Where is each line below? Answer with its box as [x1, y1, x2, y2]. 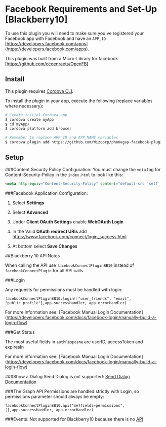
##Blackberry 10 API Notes [5, 252, 60, 258]
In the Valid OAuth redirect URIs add [12, 228, 87, 234]
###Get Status [5, 329, 35, 335]
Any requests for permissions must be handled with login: [5, 286, 123, 292]
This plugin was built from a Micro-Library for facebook [5, 55, 118, 61]
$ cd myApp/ [5, 122, 30, 127]
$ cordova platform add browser [5, 126, 72, 131]
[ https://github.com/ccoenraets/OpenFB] [5, 61, 89, 67]
